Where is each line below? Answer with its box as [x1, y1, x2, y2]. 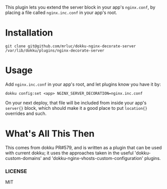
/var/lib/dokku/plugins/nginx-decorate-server [5, 48, 105, 53]
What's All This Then [5, 128, 95, 139]
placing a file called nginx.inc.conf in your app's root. [5, 10, 117, 16]
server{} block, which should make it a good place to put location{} [5, 105, 147, 111]
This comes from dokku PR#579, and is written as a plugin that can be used [5, 144, 162, 150]
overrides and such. [5, 110, 47, 116]
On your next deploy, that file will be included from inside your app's [5, 100, 147, 106]
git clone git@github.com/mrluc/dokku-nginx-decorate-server [5, 44, 136, 49]
